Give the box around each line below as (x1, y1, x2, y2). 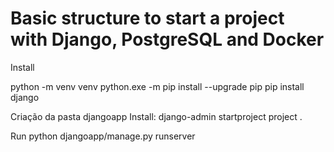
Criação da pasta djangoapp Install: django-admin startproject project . (10, 110, 303, 122)
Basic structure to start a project (10, 7, 285, 30)
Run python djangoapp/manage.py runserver (10, 130, 196, 142)
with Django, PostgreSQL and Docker (10, 28, 325, 51)
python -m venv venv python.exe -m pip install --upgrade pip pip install (10, 80, 305, 92)
